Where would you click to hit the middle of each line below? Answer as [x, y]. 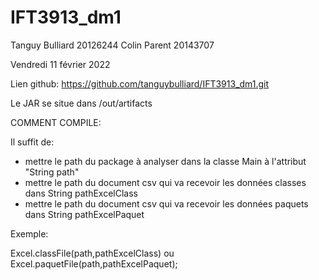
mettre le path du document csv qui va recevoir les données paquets [166, 203]
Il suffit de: [32, 142]
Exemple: [29, 233]
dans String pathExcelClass [81, 193]
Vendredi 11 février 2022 [60, 64]
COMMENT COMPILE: [56, 122]
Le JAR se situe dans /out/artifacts [81, 103]
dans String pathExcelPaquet [84, 214]
